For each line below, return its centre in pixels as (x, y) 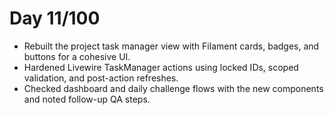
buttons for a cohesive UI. (77, 56)
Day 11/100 (55, 18)
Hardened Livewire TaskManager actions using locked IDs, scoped (161, 67)
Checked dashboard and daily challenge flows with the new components (173, 88)
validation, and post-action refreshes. (101, 78)
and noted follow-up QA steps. (87, 99)
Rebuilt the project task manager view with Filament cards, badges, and (171, 46)
